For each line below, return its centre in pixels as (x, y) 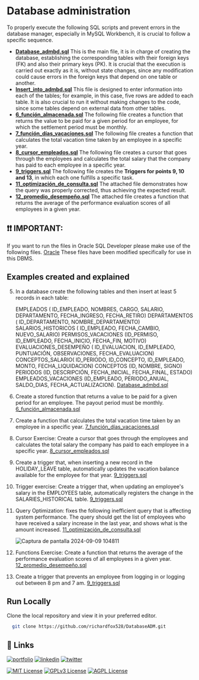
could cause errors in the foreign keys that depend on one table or (96, 77)
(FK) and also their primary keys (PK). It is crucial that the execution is (100, 64)
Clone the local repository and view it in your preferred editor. (82, 616)
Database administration (69, 11)
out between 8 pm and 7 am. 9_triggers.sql (68, 583)
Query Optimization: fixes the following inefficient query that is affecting (103, 510)
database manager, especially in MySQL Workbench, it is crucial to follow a (99, 33)
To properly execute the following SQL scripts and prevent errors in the (93, 27)
